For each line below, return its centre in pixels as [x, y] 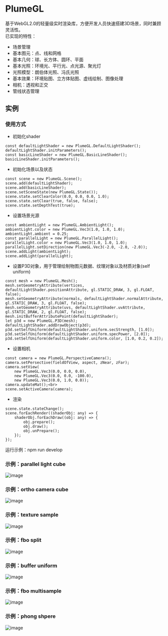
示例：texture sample [32, 515]
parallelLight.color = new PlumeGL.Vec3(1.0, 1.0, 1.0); [66, 243]
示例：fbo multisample [34, 591]
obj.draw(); [36, 426]
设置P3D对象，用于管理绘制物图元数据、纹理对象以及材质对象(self [81, 266]
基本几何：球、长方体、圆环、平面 [48, 59]
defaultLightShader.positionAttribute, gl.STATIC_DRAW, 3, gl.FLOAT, [80, 290]
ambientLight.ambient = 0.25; [37, 234]
